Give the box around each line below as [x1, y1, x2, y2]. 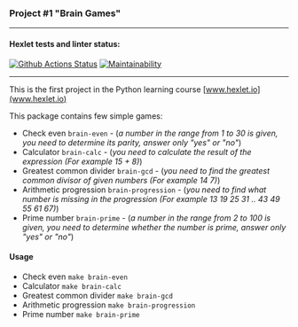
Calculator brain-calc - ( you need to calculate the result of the [21, 146, 252, 157]
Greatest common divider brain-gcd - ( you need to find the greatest [21, 165, 271, 175]
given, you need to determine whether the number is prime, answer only [21, 222, 286, 232]
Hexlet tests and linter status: [9, 38, 121, 49]
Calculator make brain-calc [21, 280, 122, 291]
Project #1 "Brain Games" [9, 7, 122, 19]
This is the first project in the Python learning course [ [9, 83, 207, 95]
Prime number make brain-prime [21, 308, 140, 319]
